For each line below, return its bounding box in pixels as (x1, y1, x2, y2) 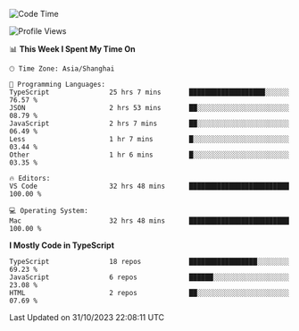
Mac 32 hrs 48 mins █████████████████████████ (9, 216, 290, 225)
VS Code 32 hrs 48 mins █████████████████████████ (9, 182, 290, 191)
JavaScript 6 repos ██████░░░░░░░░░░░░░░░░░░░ (9, 273, 290, 282)
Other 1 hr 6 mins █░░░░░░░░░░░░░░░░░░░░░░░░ (9, 150, 290, 159)
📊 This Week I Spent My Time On (9, 44, 136, 54)
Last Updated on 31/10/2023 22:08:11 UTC (9, 312, 165, 322)
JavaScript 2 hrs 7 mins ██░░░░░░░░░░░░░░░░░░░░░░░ (9, 119, 290, 128)
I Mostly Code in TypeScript (9, 240, 114, 250)
